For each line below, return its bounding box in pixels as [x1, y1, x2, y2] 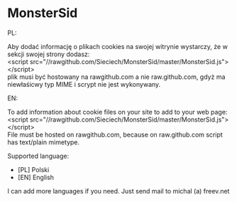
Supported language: [7, 151, 70, 160]
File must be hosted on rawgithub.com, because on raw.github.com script [7, 130, 224, 139]
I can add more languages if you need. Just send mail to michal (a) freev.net [7, 186, 230, 195]
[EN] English [17, 173, 55, 181]
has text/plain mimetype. [7, 137, 80, 147]
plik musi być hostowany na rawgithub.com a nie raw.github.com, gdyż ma [7, 73, 226, 81]
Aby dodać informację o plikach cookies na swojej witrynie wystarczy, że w [7, 42, 228, 51]
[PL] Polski [17, 165, 50, 174]
